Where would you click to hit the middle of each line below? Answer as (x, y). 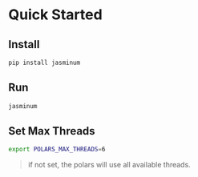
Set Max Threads (52, 131)
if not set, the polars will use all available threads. (109, 165)
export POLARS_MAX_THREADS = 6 (57, 150)
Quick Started (55, 15)
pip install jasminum (44, 62)
